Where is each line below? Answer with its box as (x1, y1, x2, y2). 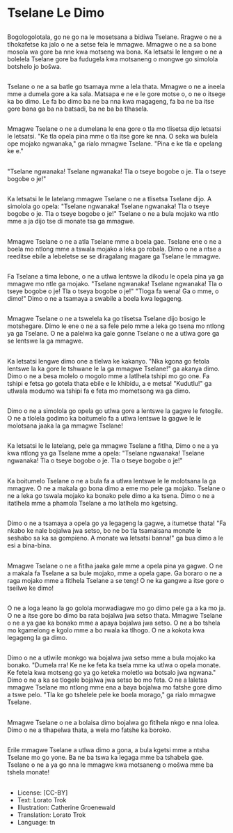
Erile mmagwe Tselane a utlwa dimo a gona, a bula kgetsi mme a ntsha (7, 746, 210, 754)
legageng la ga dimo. (7, 634, 67, 642)
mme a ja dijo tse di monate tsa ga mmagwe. (7, 217, 135, 226)
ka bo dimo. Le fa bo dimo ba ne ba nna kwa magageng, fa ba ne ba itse (7, 97, 214, 105)
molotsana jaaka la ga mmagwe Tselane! (7, 421, 123, 430)
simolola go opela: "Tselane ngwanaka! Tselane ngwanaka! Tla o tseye (7, 202, 210, 210)
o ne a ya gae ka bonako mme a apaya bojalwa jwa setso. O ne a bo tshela (7, 618, 220, 628)
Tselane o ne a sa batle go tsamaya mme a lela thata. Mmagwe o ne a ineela (7, 82, 225, 91)
